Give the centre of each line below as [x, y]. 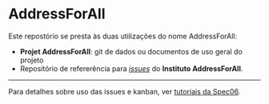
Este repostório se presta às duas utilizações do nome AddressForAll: [123, 36]
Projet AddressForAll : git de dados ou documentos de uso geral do [131, 51]
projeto [32, 60]
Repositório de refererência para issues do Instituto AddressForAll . [131, 68]
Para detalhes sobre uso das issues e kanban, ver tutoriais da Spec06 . [124, 91]
